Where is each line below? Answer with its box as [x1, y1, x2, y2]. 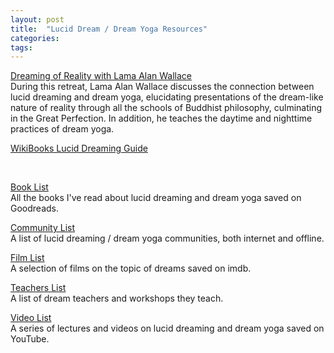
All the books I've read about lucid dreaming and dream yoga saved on [10, 192, 302, 204]
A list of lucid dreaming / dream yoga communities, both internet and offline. [10, 232, 325, 245]
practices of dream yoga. [10, 123, 115, 135]
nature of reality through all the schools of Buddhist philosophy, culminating [10, 102, 322, 114]
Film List [10, 252, 45, 264]
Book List [10, 181, 49, 193]
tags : [10, 42, 33, 53]
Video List [10, 312, 52, 324]
